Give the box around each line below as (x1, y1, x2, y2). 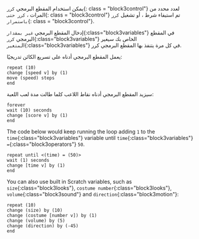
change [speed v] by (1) (7, 70, 68, 76)
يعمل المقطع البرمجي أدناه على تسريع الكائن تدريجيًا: (7, 53, 123, 60)
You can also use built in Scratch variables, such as (7, 178, 132, 185)
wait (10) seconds (7, 107, 52, 113)
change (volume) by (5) (7, 218, 66, 224)
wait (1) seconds (7, 157, 50, 163)
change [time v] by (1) (7, 162, 66, 168)
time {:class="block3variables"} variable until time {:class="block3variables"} (7, 135, 194, 141)
